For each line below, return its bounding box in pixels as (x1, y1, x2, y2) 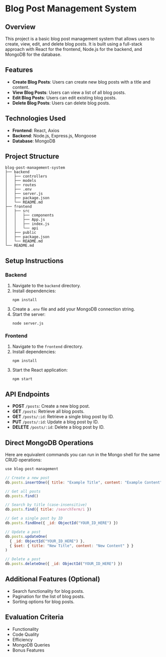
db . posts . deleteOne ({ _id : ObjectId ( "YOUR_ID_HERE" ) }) (5, 562, 123, 567)
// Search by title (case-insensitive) (5, 502, 87, 507)
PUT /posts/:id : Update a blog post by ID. (12, 419, 99, 425)
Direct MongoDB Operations (5, 438, 94, 447)
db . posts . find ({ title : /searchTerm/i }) (5, 507, 92, 512)
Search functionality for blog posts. (12, 588, 84, 594)
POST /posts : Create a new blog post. (12, 403, 90, 409)
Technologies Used (5, 114, 66, 123)
